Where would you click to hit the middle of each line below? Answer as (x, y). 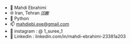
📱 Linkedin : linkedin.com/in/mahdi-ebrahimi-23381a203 (68, 36)
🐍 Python (19, 18)
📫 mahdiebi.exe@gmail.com (39, 24)
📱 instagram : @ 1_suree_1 (36, 31)
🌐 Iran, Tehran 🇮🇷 (29, 13)
